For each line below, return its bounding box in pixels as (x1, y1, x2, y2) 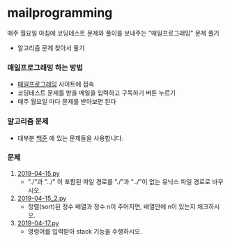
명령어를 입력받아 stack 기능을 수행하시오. (27, 227, 143, 235)
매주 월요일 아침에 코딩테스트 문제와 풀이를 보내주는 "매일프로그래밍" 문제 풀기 (7, 29, 220, 37)
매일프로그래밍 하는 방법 (7, 63, 84, 73)
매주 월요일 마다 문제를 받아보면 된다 (17, 98, 116, 106)
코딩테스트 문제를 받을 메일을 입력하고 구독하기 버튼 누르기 (17, 89, 176, 97)
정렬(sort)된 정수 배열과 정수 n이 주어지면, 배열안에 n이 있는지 (27, 202, 196, 211)
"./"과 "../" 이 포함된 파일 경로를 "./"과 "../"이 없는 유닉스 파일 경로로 (27, 177, 211, 186)
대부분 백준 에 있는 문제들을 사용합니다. (17, 134, 124, 142)
